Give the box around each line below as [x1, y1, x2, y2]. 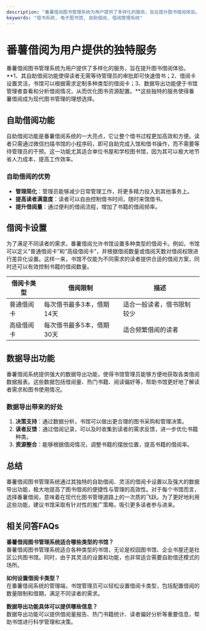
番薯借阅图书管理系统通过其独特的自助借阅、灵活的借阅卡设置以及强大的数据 [6, 478, 200, 485]
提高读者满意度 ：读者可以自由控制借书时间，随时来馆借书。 [15, 195, 166, 203]
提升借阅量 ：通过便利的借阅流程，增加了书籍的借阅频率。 [15, 203, 161, 210]
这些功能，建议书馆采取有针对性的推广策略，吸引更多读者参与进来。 [6, 501, 178, 509]
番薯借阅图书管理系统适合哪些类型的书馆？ [6, 538, 114, 546]
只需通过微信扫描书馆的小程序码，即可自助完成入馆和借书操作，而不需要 [11, 140, 194, 147]
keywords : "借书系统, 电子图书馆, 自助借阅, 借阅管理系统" [6, 15, 143, 21]
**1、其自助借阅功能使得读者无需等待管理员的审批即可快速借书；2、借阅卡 [6, 72, 196, 80]
